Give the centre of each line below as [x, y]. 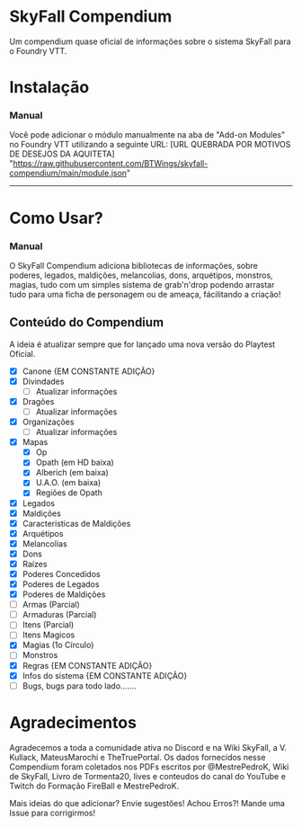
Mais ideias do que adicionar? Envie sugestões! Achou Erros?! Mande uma [147, 803]
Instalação [49, 88]
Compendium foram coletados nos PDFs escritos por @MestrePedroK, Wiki [149, 767]
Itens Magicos [49, 635]
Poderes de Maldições [64, 594]
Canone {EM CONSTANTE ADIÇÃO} [89, 371]
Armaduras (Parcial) [59, 615]
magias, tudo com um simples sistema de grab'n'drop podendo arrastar [142, 284]
